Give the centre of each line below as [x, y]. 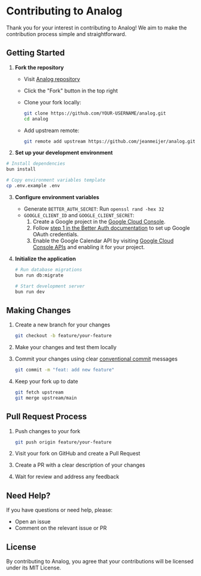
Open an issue [33, 522]
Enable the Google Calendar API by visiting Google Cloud [103, 241]
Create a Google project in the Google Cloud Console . [99, 221]
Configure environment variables [57, 197]
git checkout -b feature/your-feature [63, 336]
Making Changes [39, 310]
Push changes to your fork [48, 431]
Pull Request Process [47, 417]
